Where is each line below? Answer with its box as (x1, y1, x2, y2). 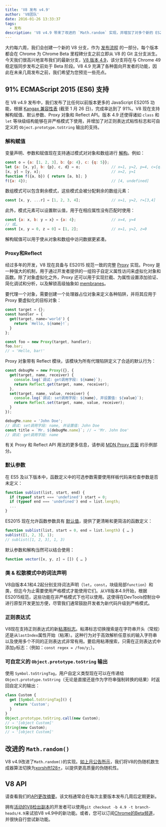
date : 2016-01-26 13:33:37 (5, 16, 61, 21)
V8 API (5, 779, 27, 788)
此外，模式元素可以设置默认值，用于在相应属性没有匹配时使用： (5, 207, 135, 213)
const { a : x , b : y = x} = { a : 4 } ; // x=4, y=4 (5, 217, 136, 222)
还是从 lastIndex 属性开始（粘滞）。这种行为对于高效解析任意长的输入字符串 (5, 632, 157, 638)
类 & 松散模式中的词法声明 (5, 569, 67, 576)
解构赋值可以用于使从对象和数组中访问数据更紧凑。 (5, 236, 109, 242)
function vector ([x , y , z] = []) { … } (5, 557, 87, 562)
